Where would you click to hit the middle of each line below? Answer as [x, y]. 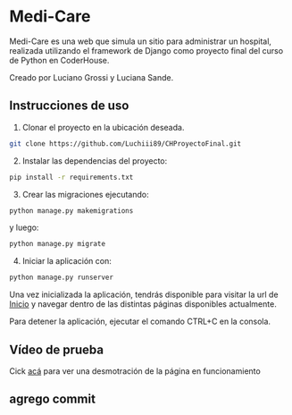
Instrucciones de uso [69, 106]
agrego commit [53, 399]
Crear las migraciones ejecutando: [85, 194]
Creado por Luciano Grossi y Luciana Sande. [92, 77]
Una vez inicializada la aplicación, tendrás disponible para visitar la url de [144, 295]
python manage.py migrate [57, 244]
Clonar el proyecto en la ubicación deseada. [103, 127]
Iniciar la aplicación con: [67, 261]
